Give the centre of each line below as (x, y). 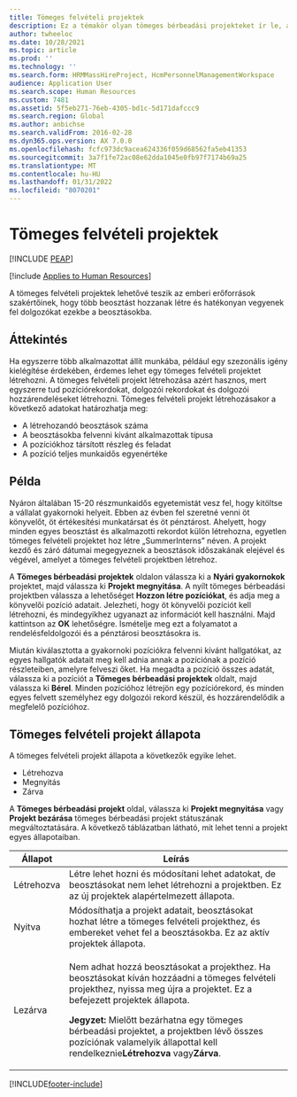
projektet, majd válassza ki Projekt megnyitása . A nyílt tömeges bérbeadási (147, 586)
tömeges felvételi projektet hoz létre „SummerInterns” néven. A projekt (138, 541)
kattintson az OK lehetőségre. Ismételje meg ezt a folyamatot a (123, 623)
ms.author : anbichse (47, 125)
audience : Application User (61, 83)
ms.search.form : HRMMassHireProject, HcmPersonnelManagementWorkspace (142, 75)
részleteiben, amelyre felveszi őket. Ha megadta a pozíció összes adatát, (142, 669)
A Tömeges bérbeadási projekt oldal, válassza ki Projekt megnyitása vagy (147, 809)
